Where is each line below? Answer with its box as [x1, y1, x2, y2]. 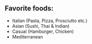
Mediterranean [12, 33, 43, 39]
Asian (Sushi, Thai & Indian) [12, 23, 70, 29]
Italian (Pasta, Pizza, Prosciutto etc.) [12, 17, 88, 24]
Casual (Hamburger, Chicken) [12, 28, 74, 34]
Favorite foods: [5, 4, 54, 13]
